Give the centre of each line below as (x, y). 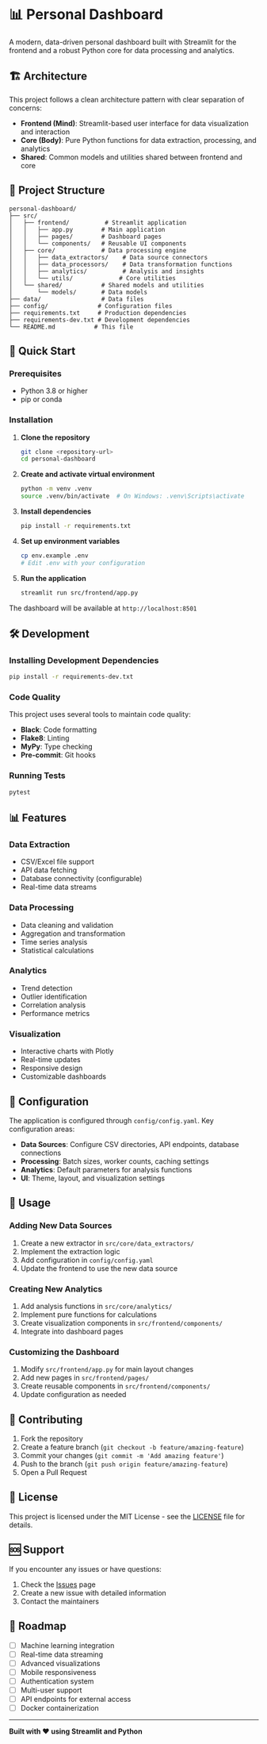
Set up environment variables (70, 541)
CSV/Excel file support (57, 862)
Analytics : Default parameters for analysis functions (106, 1169)
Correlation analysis (53, 1005)
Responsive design (51, 1068)
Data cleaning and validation (67, 925)
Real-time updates (51, 1060)
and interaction (45, 132)
